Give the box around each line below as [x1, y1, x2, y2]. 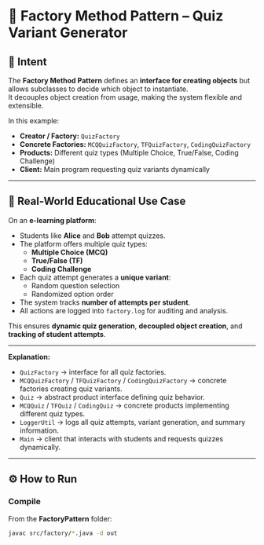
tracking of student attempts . [8, 329, 106, 338]
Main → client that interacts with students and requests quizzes [19, 433, 224, 443]
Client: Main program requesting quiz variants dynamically [19, 165, 211, 174]
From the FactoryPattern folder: [8, 514, 112, 523]
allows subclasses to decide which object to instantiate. [8, 84, 189, 93]
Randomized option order [31, 289, 114, 298]
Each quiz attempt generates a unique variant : [19, 272, 171, 282]
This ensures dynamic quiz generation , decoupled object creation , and [8, 321, 243, 331]
